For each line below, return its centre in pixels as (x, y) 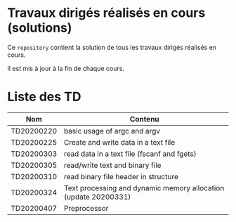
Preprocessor (86, 208)
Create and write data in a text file (119, 142)
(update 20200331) (97, 197)
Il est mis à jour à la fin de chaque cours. (66, 68)
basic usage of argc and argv (112, 131)
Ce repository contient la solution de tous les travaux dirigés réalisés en (112, 47)
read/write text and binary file (112, 165)
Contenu (144, 119)
